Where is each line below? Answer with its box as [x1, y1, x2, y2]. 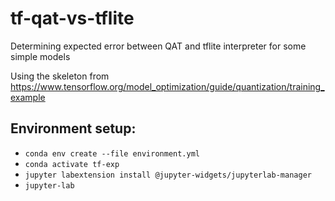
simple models [10, 50, 71, 62]
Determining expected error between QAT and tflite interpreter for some [10, 40, 307, 52]
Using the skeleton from [10, 70, 110, 82]
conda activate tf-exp [24, 159, 120, 169]
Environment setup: [10, 120, 137, 137]
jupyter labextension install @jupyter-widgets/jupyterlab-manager [24, 170, 312, 180]
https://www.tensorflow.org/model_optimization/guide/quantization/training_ [10, 80, 325, 92]
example [10, 91, 46, 103]
